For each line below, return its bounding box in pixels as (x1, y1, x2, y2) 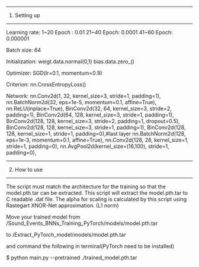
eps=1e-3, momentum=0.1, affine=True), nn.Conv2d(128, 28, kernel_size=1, (6, 137, 189, 143)
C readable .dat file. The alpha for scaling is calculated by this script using (6, 196, 187, 202)
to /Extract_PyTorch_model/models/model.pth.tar (6, 231, 126, 238)
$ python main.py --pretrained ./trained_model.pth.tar (6, 254, 137, 261)
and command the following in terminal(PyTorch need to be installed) (6, 243, 175, 249)
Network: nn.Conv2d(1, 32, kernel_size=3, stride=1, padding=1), (6, 92, 161, 99)
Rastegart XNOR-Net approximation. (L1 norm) (6, 202, 120, 209)
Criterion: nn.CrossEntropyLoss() (6, 81, 86, 88)
